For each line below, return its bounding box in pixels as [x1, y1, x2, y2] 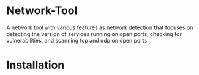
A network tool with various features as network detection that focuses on [6, 24, 193, 31]
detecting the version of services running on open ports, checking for [6, 30, 182, 37]
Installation [6, 59, 65, 72]
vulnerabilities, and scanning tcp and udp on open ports [6, 37, 148, 44]
